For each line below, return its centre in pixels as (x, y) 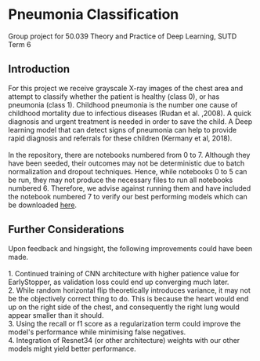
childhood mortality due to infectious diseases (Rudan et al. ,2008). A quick (130, 113)
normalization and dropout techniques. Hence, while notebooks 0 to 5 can (128, 171)
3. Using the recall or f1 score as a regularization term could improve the (125, 323)
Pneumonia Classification (94, 15)
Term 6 (20, 44)
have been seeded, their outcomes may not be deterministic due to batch (126, 163)
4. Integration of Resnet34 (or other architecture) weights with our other (124, 340)
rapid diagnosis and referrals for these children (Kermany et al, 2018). (120, 138)
